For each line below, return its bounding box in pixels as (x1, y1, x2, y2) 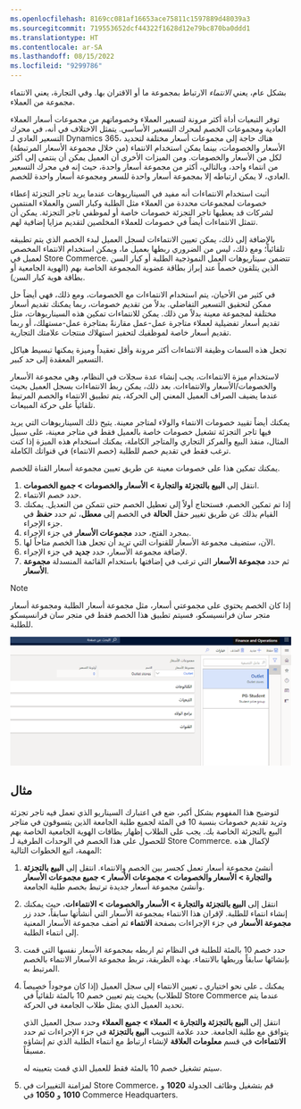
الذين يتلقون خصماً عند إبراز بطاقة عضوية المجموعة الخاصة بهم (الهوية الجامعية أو (10, 263, 280, 272)
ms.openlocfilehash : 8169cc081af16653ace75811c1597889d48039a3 (10, 14, 251, 23)
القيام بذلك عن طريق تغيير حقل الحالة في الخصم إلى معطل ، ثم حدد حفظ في (22, 509, 279, 519)
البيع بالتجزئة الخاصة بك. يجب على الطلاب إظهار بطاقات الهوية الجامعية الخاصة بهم (10, 826, 282, 837)
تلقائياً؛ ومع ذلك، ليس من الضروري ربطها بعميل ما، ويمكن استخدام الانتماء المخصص (10, 244, 285, 254)
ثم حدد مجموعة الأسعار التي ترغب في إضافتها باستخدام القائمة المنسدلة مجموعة (22, 556, 289, 566)
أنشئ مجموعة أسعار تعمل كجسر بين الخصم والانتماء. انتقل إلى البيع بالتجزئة (22, 862, 273, 872)
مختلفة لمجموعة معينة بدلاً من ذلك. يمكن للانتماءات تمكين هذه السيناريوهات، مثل (10, 308, 277, 319)
